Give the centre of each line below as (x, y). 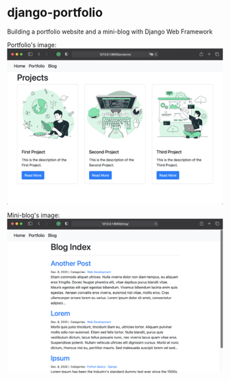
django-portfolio (55, 13)
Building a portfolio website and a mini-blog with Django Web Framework (110, 31)
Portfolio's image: (32, 45)
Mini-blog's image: (34, 215)
